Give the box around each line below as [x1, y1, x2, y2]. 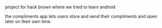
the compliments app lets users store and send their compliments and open [5, 14, 158, 19]
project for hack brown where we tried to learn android [5, 4, 116, 10]
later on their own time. [5, 19, 52, 24]
